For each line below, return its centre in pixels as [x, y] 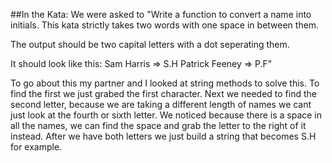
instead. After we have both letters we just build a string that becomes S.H [163, 136]
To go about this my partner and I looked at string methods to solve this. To [165, 83]
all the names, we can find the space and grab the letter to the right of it [158, 125]
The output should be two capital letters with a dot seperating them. [150, 44]
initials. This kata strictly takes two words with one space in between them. [165, 25]
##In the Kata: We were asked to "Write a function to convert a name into [161, 14]
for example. [36, 147]
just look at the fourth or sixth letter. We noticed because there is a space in [166, 115]
